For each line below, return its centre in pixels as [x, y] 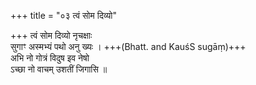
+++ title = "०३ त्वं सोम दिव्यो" [63, 15]
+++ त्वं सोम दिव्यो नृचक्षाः [51, 35]
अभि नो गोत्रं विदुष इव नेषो [50, 58]
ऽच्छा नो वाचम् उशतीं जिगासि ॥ [59, 69]
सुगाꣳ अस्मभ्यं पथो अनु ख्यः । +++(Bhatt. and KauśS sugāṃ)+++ [128, 46]
